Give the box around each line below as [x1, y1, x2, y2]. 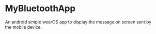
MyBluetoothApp [5, 3, 76, 14]
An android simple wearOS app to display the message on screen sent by [5, 19, 152, 25]
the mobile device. [5, 24, 42, 30]
